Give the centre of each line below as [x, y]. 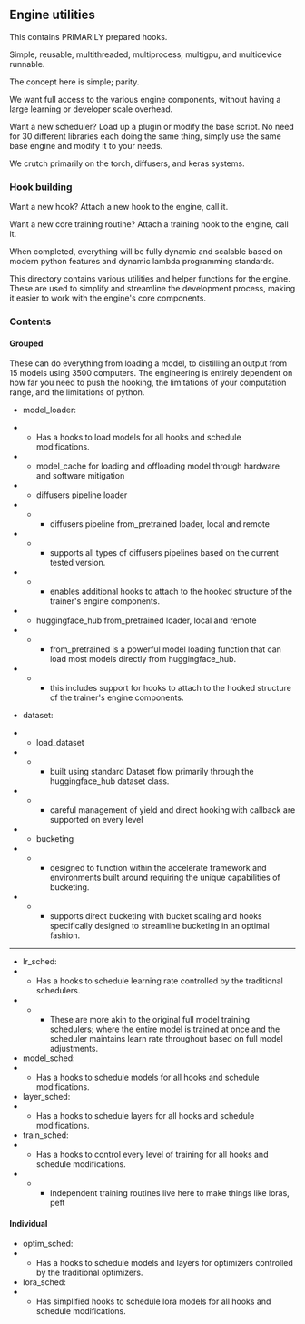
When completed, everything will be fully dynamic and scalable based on [146, 252]
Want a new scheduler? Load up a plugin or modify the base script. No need [152, 126]
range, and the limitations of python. [77, 392]
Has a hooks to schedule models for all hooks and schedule [148, 1077]
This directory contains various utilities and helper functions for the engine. [150, 279]
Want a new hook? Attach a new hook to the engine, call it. [119, 207]
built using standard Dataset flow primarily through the [152, 772]
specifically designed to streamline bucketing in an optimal [159, 926]
